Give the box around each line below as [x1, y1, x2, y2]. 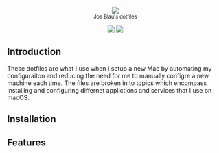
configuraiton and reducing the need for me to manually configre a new [7, 71, 209, 80]
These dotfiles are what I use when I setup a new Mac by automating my [7, 64, 212, 72]
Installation [7, 113, 56, 125]
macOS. [7, 93, 30, 102]
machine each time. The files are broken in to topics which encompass [7, 79, 207, 87]
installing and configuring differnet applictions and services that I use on [7, 86, 212, 94]
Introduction [7, 46, 62, 58]
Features [7, 137, 46, 148]
